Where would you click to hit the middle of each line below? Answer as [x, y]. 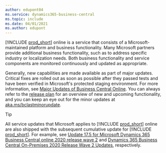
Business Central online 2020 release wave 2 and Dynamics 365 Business [81, 140]
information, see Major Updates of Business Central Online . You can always [83, 89]
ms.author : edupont [25, 28]
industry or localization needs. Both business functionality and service [77, 58]
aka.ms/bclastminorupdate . [33, 105]
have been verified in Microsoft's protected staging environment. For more [82, 84]
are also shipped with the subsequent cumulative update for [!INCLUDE [79, 129]
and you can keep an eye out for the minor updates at [60, 99]
